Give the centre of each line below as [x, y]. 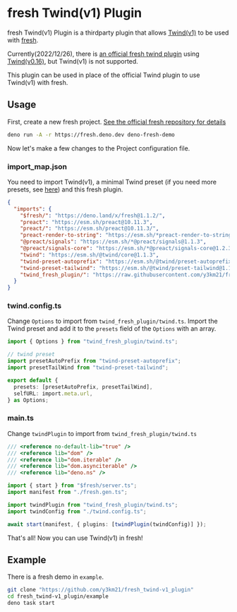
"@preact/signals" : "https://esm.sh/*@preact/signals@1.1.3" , [113, 242]
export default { [33, 380]
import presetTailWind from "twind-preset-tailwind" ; [88, 368]
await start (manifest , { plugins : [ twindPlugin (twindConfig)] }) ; [107, 524]
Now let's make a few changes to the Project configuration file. [99, 148]
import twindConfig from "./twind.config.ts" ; [77, 511]
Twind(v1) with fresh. [38, 82]
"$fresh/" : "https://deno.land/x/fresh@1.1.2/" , [93, 216]
